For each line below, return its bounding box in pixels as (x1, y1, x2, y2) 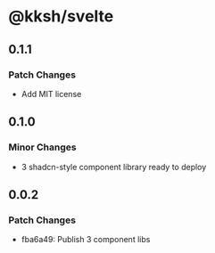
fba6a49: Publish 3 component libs (21, 234, 151, 245)
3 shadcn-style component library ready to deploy (21, 161, 207, 172)
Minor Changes (8, 141, 77, 153)
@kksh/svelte (8, 6, 114, 27)
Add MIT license (21, 88, 82, 99)
